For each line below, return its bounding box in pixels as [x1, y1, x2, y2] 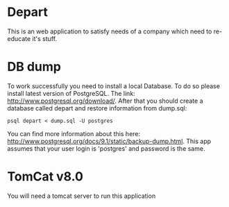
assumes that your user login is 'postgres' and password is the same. [7, 144, 205, 153]
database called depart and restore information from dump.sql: [7, 104, 187, 112]
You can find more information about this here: [7, 129, 141, 138]
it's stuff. [32, 34, 58, 42]
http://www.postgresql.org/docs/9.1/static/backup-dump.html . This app [7, 137, 212, 145]
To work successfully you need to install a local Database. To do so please [7, 81, 221, 90]
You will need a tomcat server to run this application [7, 192, 156, 200]
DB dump [7, 59, 61, 75]
